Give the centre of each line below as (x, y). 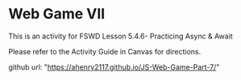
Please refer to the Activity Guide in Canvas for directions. (105, 51)
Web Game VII (57, 14)
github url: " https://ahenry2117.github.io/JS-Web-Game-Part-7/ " (114, 67)
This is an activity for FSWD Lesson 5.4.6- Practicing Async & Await (121, 36)
